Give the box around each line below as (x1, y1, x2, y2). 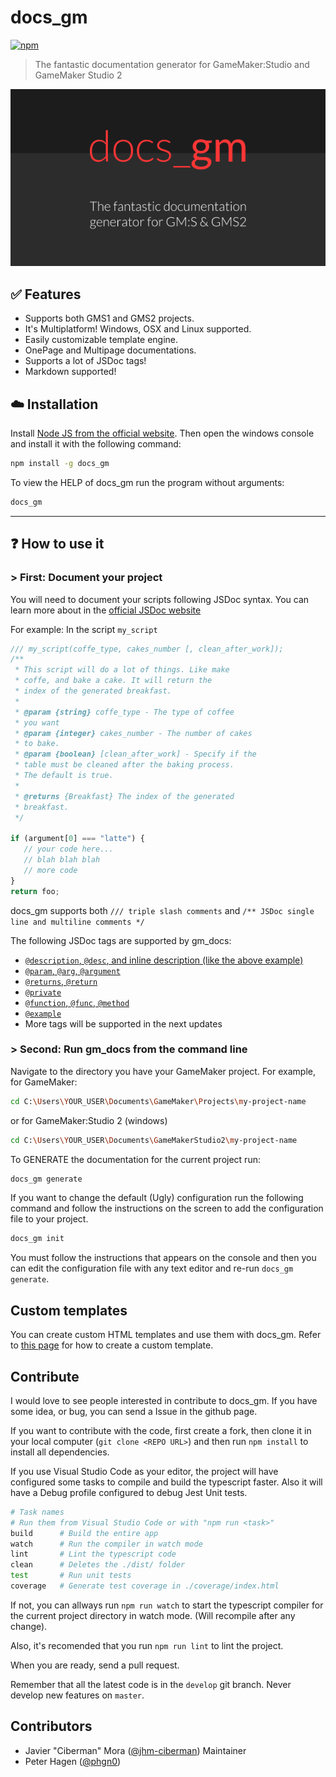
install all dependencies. (10, 1446, 110, 1458)
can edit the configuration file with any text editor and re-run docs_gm (10, 1262, 294, 1275)
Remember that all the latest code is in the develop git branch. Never (10, 1678, 292, 1690)
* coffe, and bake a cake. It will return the (14, 676, 213, 686)
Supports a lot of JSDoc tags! (24, 355, 147, 367)
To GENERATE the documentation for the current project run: (10, 1153, 261, 1165)
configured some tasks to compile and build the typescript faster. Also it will (10, 1476, 323, 1488)
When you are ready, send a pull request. (10, 1659, 180, 1671)
